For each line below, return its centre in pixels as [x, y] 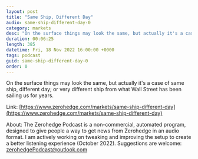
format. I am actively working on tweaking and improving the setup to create [99, 137]
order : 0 [17, 66]
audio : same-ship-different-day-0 [49, 22]
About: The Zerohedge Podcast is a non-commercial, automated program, [96, 125]
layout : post [22, 11]
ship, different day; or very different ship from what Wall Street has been [94, 90]
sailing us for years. [30, 95]
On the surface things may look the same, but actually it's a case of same [95, 83]
